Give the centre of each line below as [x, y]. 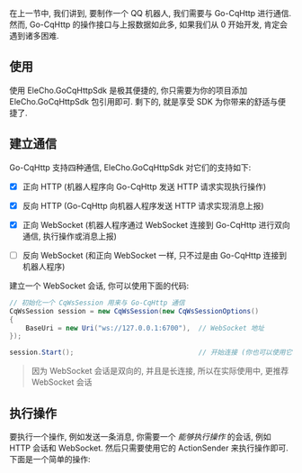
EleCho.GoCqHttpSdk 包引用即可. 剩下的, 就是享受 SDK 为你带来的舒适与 [144, 101]
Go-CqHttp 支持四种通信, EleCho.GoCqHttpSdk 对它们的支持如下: [130, 167]
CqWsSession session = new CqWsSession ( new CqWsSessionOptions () [134, 311]
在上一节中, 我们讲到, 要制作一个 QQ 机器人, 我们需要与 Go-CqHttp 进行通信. [151, 13]
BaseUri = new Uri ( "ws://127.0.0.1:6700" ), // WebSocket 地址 [145, 328]
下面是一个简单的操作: [50, 459]
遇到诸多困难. [35, 36]
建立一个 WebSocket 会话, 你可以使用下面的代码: [99, 286]
